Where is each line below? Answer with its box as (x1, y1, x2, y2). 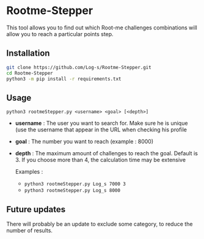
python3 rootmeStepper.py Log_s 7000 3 (24, 181, 126, 187)
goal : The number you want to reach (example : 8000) (15, 138, 154, 145)
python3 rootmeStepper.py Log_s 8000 (24, 188, 121, 194)
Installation (6, 48, 50, 59)
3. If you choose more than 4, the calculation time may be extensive (15, 156, 186, 164)
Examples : (15, 168, 43, 175)
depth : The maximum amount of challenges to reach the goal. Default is (15, 150, 199, 157)
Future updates (6, 204, 66, 215)
